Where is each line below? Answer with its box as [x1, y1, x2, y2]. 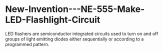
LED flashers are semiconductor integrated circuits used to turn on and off [5, 30, 158, 36]
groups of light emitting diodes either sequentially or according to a [5, 36, 144, 42]
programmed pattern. [5, 41, 49, 47]
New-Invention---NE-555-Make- [5, 3, 145, 15]
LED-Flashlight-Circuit [5, 14, 100, 25]
